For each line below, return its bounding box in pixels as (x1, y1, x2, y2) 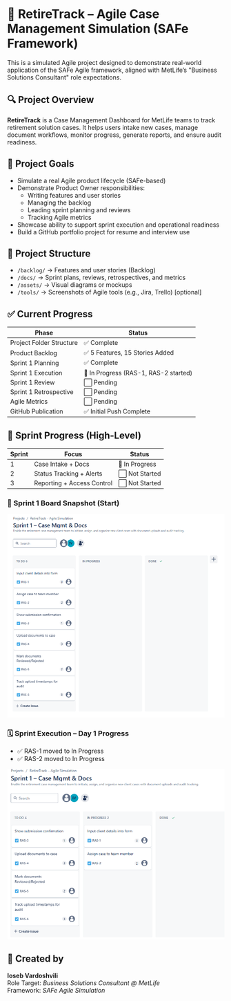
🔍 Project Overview (7, 94, 94, 106)
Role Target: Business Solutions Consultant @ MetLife (7, 978, 161, 987)
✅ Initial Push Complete (83, 407, 150, 415)
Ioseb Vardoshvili (7, 971, 59, 980)
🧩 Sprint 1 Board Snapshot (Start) (7, 498, 120, 507)
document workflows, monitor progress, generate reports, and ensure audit (7, 131, 222, 139)
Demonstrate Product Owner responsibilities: (17, 183, 145, 192)
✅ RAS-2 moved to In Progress (17, 755, 106, 763)
